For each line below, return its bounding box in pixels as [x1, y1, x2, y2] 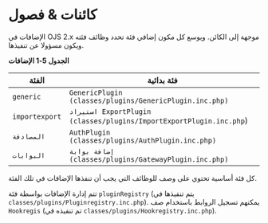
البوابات [12, 151, 45, 160]
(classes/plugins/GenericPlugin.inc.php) [69, 96, 229, 105]
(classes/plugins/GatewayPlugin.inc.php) [69, 155, 229, 164]
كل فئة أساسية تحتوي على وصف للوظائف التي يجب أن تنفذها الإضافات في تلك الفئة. [8, 173, 258, 182]
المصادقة [12, 131, 45, 141]
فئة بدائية [147, 74, 178, 85]
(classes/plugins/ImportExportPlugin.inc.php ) [69, 115, 249, 126]
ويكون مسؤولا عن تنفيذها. [8, 40, 85, 49]
